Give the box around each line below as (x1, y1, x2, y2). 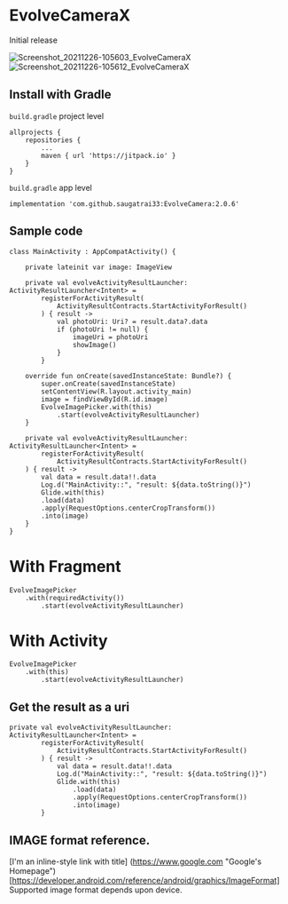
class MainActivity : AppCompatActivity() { (9, 247, 176, 256)
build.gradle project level (9, 110, 105, 121)
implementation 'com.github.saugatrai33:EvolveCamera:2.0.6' (9, 199, 240, 209)
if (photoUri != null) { (56, 325, 149, 334)
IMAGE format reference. (9, 832, 151, 848)
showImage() (72, 340, 117, 349)
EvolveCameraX (9, 5, 131, 26)
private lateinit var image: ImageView (25, 263, 173, 272)
